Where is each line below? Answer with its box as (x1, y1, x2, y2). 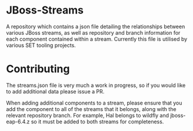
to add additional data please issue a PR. (6, 88, 105, 95)
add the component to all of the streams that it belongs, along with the (6, 105, 177, 112)
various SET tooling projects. (6, 42, 76, 49)
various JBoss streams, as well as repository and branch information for (6, 29, 181, 36)
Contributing (6, 62, 70, 76)
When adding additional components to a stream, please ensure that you (6, 99, 182, 106)
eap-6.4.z (6, 118, 30, 125)
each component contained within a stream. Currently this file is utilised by (6, 35, 188, 42)
